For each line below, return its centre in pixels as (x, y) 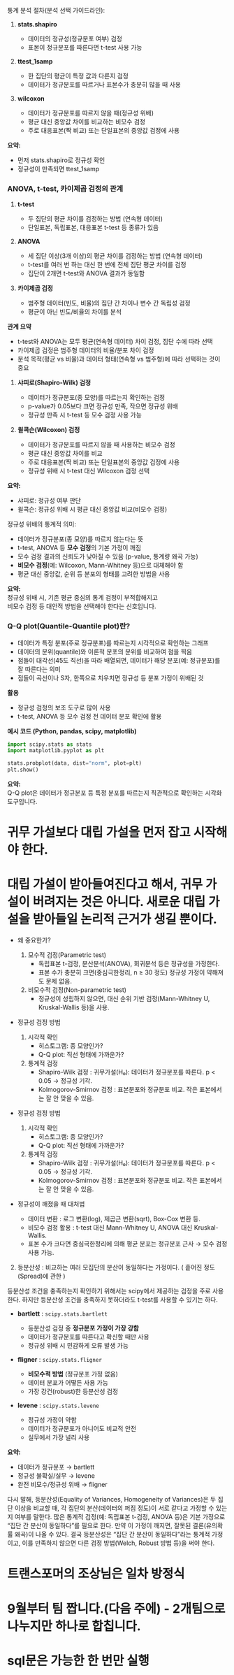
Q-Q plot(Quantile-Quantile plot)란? (69, 626)
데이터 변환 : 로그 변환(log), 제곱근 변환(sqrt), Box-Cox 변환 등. (114, 1219)
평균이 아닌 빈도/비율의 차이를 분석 (75, 312)
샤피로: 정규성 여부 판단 (49, 501)
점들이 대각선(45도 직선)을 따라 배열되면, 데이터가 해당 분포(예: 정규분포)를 (119, 660)
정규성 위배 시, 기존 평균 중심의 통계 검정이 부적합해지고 (83, 598)
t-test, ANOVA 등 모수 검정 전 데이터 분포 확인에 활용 (89, 716)
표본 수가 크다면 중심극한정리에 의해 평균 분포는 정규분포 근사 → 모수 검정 (127, 1244)
